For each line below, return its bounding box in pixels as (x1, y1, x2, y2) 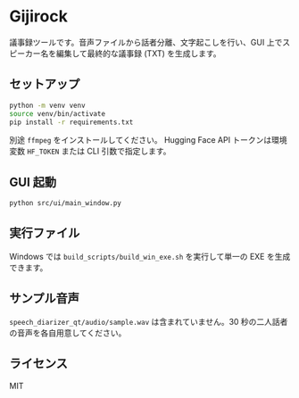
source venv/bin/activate (9, 109, 105, 118)
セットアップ (9, 77, 80, 92)
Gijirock (9, 6, 69, 27)
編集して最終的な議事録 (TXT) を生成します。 (55, 47, 221, 59)
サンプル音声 (9, 291, 80, 306)
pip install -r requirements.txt (9, 118, 134, 127)
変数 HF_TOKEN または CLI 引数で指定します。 (9, 145, 171, 157)
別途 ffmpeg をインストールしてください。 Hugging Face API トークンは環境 (9, 135, 287, 145)
